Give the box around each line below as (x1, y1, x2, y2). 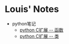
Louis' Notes (5, 3, 59, 15)
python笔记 (12, 20, 36, 26)
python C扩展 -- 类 (19, 33, 59, 39)
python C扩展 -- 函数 (19, 26, 64, 33)
